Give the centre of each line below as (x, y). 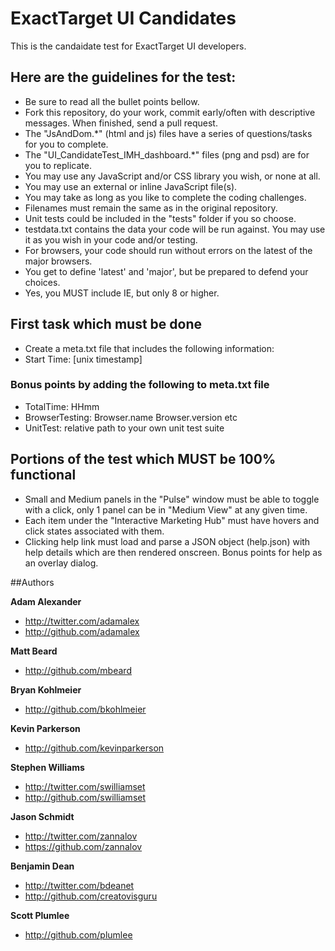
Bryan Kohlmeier (46, 689)
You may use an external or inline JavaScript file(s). (131, 186)
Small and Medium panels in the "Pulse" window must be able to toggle (172, 499)
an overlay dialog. (61, 563)
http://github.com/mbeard (78, 670)
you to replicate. (58, 165)
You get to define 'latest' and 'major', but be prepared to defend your (166, 271)
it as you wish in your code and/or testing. (111, 239)
